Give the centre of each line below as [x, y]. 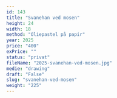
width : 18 [19, 29]
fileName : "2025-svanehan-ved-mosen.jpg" [59, 63]
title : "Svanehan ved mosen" [43, 18]
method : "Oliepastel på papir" [46, 35]
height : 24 [20, 23]
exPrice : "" [21, 52]
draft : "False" [25, 74]
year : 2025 [20, 40]
